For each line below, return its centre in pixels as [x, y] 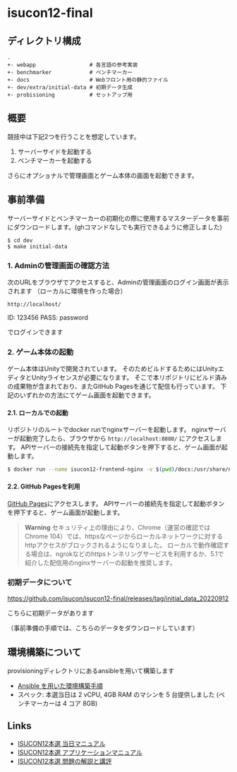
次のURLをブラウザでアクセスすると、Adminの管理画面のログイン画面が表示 [118, 282]
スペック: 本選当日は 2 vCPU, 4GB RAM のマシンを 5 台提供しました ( [118, 694]
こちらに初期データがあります [50, 613]
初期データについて [40, 582]
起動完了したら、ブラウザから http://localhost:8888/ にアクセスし [118, 438]
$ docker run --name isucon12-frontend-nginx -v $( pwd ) [91, 470]
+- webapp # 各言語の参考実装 [73, 65]
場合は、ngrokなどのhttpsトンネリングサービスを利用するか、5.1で [127, 554]
